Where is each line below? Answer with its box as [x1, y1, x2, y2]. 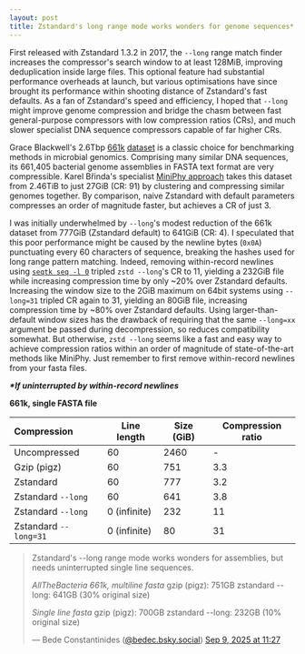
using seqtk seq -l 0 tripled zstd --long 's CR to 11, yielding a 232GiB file [9, 266, 284, 277]
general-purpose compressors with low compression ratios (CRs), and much [9, 115, 297, 126]
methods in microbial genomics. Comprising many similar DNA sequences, [9, 151, 289, 162]
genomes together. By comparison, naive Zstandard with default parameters [9, 190, 295, 201]
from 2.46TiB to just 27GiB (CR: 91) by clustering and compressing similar [9, 180, 285, 191]
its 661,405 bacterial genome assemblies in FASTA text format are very [9, 161, 274, 172]
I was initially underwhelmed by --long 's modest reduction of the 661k [9, 217, 272, 228]
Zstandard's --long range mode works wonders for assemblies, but [31, 552, 284, 563]
